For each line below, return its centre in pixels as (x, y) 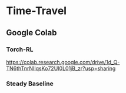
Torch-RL (20, 49)
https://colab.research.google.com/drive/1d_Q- (63, 62)
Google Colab (31, 33)
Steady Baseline (30, 84)
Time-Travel (36, 11)
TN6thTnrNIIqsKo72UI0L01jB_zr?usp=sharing (61, 68)
